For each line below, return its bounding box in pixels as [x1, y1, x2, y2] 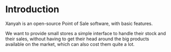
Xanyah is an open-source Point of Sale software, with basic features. [5, 20, 153, 27]
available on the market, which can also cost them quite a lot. [5, 41, 135, 47]
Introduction [5, 4, 60, 15]
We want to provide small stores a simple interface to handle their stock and [5, 30, 166, 36]
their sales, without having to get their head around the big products [5, 36, 149, 42]
